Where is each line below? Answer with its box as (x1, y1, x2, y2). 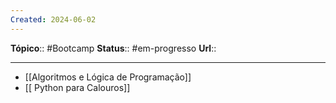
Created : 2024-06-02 (10, 14, 97, 25)
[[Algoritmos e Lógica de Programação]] (24, 71, 192, 83)
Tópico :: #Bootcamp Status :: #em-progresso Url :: (10, 42, 217, 54)
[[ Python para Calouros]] (24, 81, 131, 93)
